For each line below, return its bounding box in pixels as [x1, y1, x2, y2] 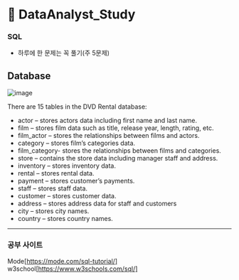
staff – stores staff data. [17, 184, 87, 193]
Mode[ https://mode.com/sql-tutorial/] [7, 257, 118, 265]
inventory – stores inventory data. [17, 161, 116, 170]
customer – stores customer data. [17, 192, 117, 200]
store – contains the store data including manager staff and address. [17, 154, 218, 163]
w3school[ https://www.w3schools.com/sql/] [7, 264, 138, 273]
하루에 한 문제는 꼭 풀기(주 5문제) [17, 49, 110, 58]
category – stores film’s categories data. [17, 139, 136, 148]
